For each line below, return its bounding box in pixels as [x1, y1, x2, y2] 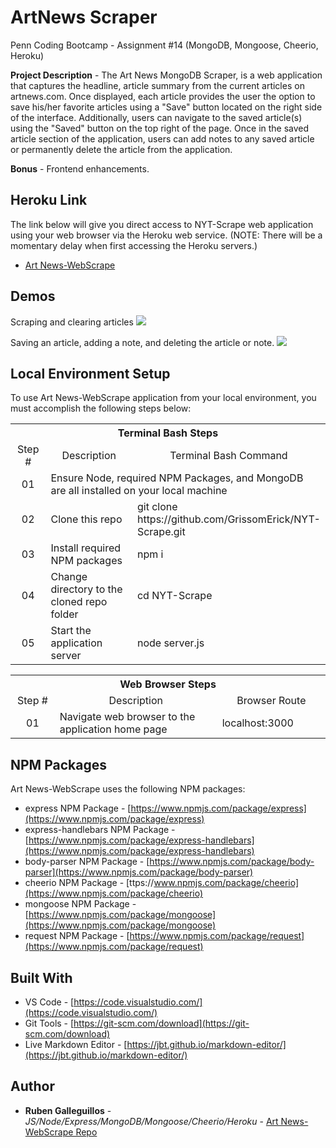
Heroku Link [10, 192, 88, 209]
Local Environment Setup [10, 365, 171, 382]
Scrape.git [136, 525, 186, 539]
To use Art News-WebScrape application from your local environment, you [10, 392, 317, 404]
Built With [10, 969, 73, 986]
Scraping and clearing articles [10, 316, 134, 328]
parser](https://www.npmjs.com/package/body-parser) [24, 866, 254, 878]
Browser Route [236, 694, 307, 708]
